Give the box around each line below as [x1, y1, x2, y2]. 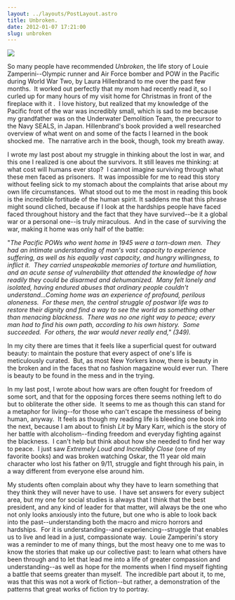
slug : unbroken [7, 29, 52, 37]
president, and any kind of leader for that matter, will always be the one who [7, 503, 227, 512]
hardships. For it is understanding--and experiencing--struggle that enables [7, 526, 229, 534]
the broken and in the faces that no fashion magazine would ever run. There [7, 364, 229, 373]
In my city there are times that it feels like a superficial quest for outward [7, 342, 217, 350]
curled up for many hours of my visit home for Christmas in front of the [7, 92, 213, 100]
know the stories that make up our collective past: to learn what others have [7, 548, 227, 556]
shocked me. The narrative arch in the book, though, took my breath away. [7, 137, 224, 145]
